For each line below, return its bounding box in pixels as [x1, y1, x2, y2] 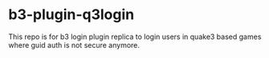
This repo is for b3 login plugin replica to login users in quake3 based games [8, 32, 262, 41]
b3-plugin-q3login [8, 6, 135, 24]
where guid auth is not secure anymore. [8, 40, 141, 49]
